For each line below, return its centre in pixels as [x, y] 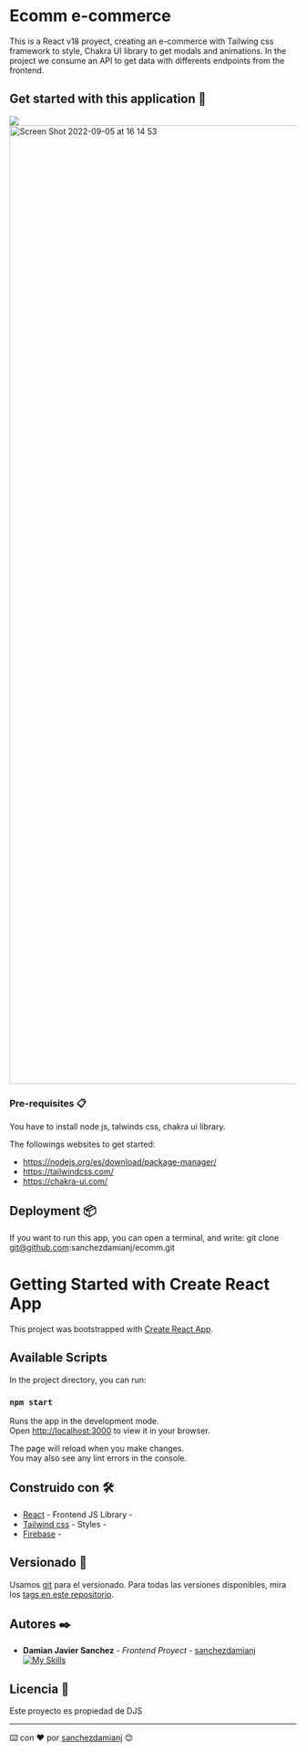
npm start [31, 1402]
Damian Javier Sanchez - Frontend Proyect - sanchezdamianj [139, 1651]
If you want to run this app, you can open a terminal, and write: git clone [144, 1237]
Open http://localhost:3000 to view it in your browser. [110, 1431]
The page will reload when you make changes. [97, 1448]
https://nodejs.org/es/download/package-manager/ [119, 1162]
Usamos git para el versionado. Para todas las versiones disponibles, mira [148, 1584]
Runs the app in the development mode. [84, 1421]
